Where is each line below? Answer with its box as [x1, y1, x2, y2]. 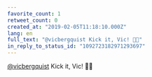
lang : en [7, 29, 33, 37]
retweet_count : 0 [7, 17, 58, 24]
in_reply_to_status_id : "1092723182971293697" [7, 43, 146, 50]
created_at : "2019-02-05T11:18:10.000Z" [7, 23, 127, 30]
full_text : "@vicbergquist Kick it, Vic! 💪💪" [7, 36, 142, 43]
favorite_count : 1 [7, 10, 61, 17]
